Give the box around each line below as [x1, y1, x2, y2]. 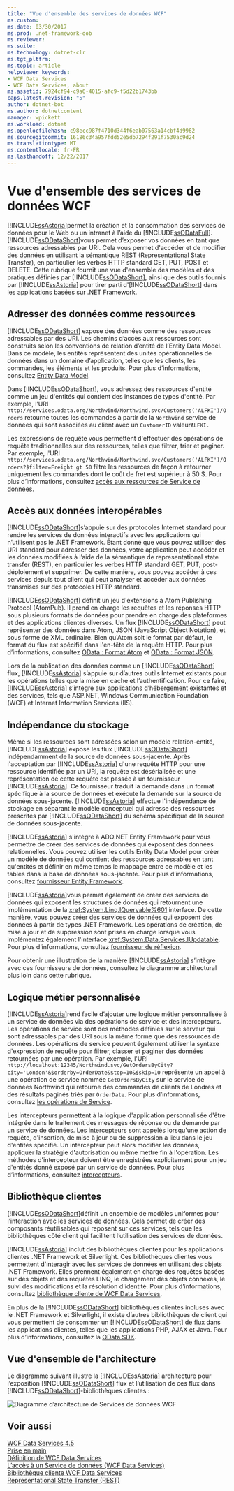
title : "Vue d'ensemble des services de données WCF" [7, 10, 168, 17]
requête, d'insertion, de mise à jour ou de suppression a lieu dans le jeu [7, 1133, 213, 1142]
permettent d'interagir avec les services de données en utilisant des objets [7, 1260, 222, 1268]
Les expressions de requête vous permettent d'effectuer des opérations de [7, 434, 224, 442]
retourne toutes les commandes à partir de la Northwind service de [24, 413, 217, 421]
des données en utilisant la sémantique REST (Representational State [7, 251, 206, 259]
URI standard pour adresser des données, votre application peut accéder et [7, 545, 225, 554]
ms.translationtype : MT [7, 140, 77, 147]
